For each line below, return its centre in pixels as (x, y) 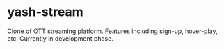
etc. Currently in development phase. (60, 38)
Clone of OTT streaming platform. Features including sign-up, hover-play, (112, 31)
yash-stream (45, 12)
